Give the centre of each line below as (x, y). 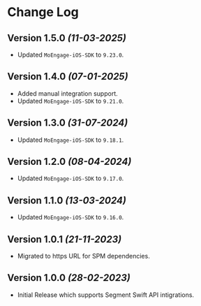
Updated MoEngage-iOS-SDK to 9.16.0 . (70, 217)
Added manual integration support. (68, 93)
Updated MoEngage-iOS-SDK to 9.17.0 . (70, 178)
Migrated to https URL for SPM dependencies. (83, 256)
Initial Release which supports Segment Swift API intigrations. (105, 295)
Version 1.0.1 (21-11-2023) (65, 239)
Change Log (43, 12)
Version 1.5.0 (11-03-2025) (67, 38)
